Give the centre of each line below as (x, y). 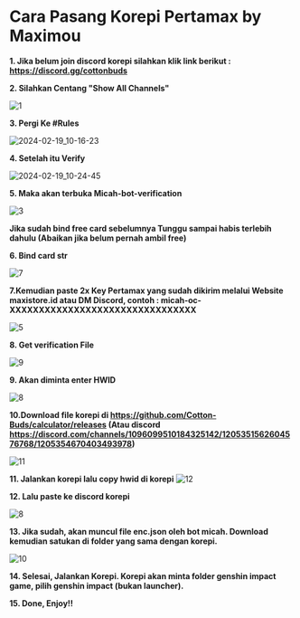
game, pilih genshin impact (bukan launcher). (97, 585)
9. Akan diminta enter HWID (62, 380)
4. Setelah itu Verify (47, 158)
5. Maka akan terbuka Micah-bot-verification (96, 193)
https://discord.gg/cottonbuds (69, 71)
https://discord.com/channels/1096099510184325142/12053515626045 (150, 434)
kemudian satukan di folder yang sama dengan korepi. (114, 541)
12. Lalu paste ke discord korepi (70, 496)
